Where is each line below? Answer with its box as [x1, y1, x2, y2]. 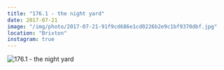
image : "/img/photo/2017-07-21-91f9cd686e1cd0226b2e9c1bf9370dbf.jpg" [7, 23, 218, 30]
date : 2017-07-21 [7, 17, 58, 24]
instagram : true [7, 36, 55, 43]
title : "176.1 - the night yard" [7, 10, 105, 17]
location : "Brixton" [7, 29, 68, 37]
